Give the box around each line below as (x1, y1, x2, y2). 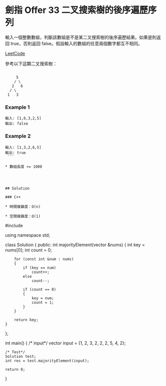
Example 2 (5, 132, 31, 139)
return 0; (5, 367, 26, 372)
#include (5, 222, 23, 228)
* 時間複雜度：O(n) (5, 204, 41, 209)
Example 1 (5, 104, 30, 111)
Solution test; (5, 354, 37, 359)
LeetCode (5, 50, 26, 56)
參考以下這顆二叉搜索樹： (5, 61, 57, 66)
